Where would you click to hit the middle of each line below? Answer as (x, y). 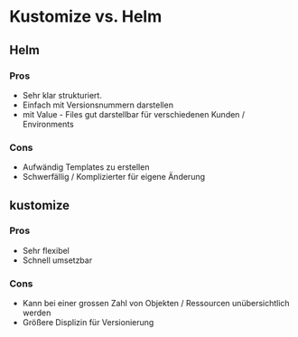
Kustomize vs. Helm (86, 17)
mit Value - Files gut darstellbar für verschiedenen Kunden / (134, 114)
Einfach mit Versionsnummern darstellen (98, 105)
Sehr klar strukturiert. (62, 95)
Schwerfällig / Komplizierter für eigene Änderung (114, 177)
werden (37, 313)
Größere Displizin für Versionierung (88, 323)
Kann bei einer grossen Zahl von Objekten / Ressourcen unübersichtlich (156, 304)
